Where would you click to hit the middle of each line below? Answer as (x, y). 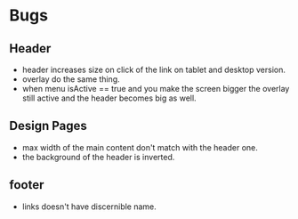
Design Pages (48, 126)
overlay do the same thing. (71, 79)
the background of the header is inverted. (98, 157)
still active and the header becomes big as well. (109, 98)
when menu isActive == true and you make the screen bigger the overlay (156, 89)
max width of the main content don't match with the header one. (140, 147)
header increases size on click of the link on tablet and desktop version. (154, 69)
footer (27, 185)
